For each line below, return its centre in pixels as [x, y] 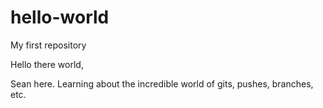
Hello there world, [47, 64]
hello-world [60, 17]
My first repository [48, 45]
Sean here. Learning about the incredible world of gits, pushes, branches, [162, 83]
